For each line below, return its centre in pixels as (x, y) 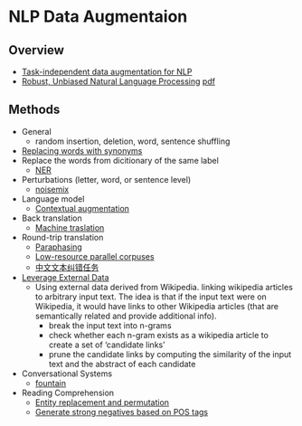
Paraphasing (58, 247)
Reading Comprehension (68, 393)
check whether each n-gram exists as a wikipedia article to (158, 335)
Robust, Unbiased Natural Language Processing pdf (118, 81)
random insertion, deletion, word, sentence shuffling (132, 141)
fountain (51, 383)
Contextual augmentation (82, 208)
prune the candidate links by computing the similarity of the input (170, 354)
